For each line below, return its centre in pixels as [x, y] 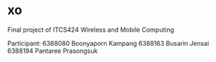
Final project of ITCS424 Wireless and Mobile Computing [91, 30]
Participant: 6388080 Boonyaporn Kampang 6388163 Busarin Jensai [108, 43]
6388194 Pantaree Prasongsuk [53, 51]
